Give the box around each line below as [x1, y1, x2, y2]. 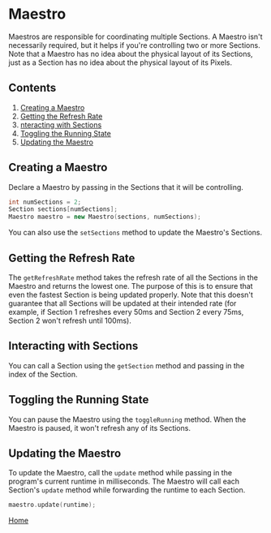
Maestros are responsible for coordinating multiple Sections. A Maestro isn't [8, 32, 263, 41]
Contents [8, 81, 57, 95]
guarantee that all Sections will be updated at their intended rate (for [8, 299, 237, 308]
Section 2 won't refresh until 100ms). [8, 316, 131, 325]
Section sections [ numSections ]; [8, 205, 118, 213]
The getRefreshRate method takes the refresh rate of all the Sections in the [8, 273, 258, 282]
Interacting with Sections [8, 339, 139, 353]
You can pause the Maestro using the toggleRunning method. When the [8, 415, 247, 424]
